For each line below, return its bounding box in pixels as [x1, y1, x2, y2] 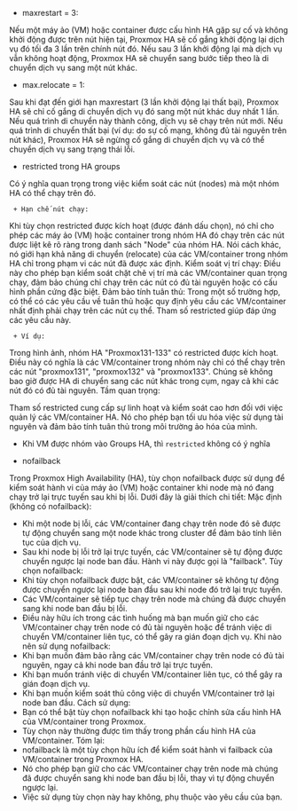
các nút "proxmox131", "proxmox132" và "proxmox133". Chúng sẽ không [9, 366, 273, 376]
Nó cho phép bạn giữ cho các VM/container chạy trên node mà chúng [21, 763, 278, 774]
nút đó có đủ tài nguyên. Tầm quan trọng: [9, 385, 160, 396]
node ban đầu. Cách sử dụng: [21, 697, 131, 708]
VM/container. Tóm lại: [21, 736, 105, 745]
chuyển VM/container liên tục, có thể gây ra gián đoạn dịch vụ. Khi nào [21, 632, 282, 642]
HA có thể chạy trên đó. [9, 188, 97, 198]
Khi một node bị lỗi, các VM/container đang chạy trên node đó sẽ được [21, 518, 281, 529]
